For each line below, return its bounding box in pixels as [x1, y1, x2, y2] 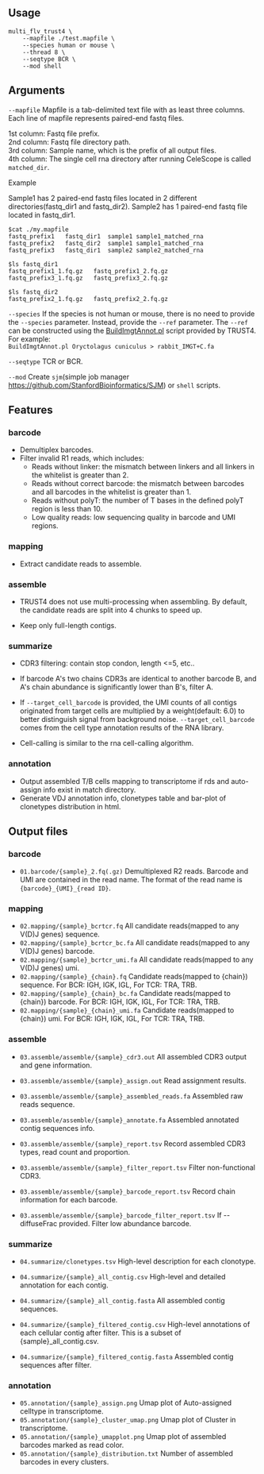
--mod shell [22, 62, 62, 70]
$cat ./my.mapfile [8, 226, 69, 233]
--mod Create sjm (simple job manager [8, 372, 129, 381]
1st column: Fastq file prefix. [8, 129, 101, 138]
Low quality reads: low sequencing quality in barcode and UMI [31, 512, 236, 523]
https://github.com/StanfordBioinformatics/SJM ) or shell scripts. [8, 380, 220, 390]
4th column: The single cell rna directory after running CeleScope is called [8, 154, 251, 164]
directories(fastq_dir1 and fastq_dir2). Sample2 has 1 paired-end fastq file [8, 202, 248, 211]
